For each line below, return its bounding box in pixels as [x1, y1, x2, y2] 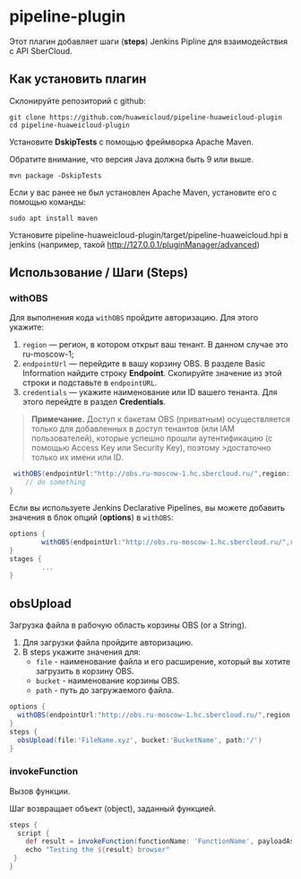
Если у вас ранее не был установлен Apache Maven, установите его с [9, 187, 278, 198]
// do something [25, 478, 87, 487]
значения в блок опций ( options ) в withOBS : [9, 512, 174, 523]
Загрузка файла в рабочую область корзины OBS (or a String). [9, 620, 247, 630]
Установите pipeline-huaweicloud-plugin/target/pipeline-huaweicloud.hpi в [9, 229, 288, 240]
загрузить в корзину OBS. [35, 666, 134, 677]
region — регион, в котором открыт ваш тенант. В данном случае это [21, 339, 288, 350]
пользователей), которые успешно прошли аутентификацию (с [30, 433, 273, 444]
